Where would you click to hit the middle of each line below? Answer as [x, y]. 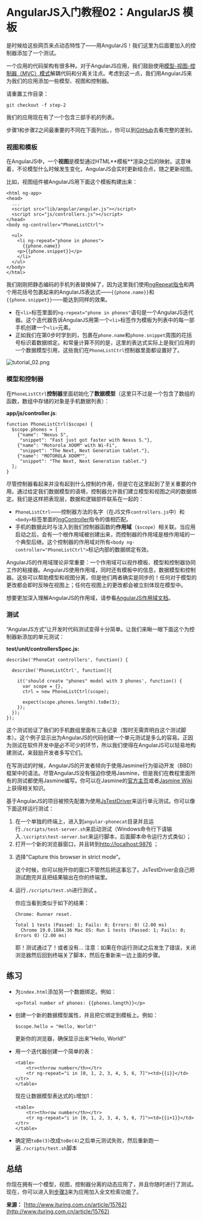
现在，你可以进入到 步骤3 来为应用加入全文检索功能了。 [74, 1192]
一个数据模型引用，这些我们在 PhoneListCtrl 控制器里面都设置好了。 [99, 350]
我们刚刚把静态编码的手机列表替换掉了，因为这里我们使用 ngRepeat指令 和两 [100, 285]
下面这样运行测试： [30, 808]
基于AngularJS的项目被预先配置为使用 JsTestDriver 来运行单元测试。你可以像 [101, 801]
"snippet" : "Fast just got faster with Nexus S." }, [86, 440]
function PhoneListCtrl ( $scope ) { [50, 424]
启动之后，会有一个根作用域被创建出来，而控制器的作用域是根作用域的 [102, 534]
